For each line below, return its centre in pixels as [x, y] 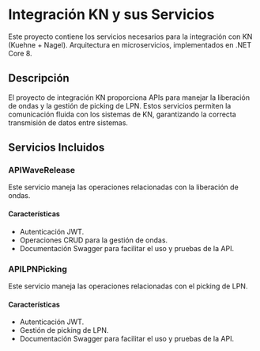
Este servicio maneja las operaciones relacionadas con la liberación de [123, 187]
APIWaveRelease [41, 170]
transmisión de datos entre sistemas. [68, 122]
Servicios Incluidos [57, 148]
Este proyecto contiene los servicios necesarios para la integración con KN [130, 36]
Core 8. [21, 53]
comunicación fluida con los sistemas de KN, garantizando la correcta [122, 114]
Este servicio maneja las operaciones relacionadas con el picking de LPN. [128, 286]
